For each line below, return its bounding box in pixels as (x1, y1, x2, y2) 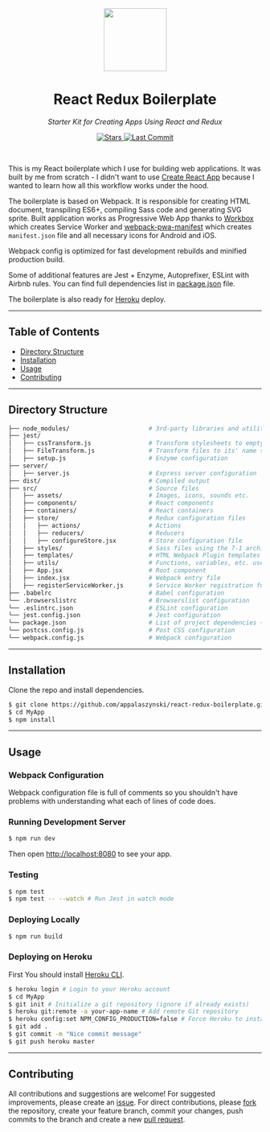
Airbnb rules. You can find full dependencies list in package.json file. (8, 278, 235, 288)
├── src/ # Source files (8, 484, 199, 492)
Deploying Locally (8, 914, 80, 925)
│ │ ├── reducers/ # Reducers (8, 529, 185, 537)
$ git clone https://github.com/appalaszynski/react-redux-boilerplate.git (8, 700, 268, 709)
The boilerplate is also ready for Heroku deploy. (8, 294, 166, 304)
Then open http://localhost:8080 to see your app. (8, 849, 172, 859)
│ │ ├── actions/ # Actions (8, 521, 182, 529)
